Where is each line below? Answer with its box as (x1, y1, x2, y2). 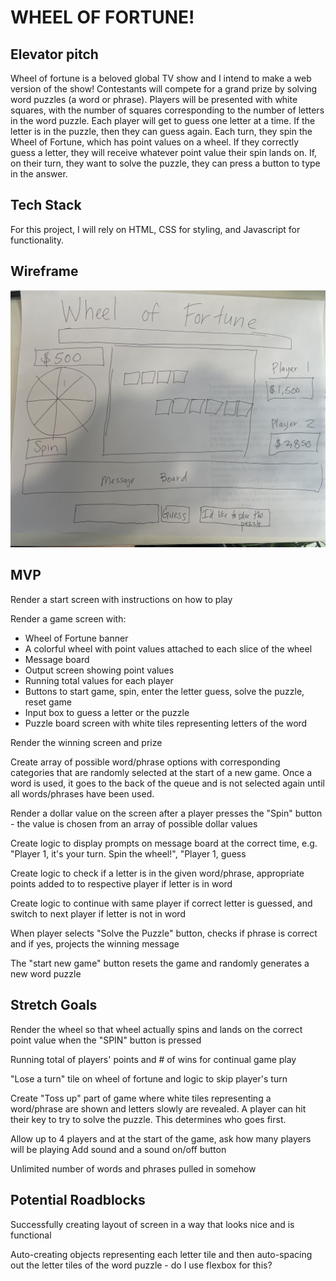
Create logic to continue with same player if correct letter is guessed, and (10, 897, 313, 909)
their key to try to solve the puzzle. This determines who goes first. (10, 1113, 287, 1125)
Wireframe (10, 263, 79, 280)
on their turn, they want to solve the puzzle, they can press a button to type (10, 157, 321, 169)
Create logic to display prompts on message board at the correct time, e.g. (10, 837, 318, 849)
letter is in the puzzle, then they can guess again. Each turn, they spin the (10, 126, 313, 137)
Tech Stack (10, 197, 82, 214)
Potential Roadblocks (10, 1192, 146, 1209)
